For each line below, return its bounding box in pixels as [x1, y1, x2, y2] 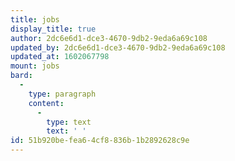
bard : [10, 71, 33, 81]
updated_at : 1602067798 [10, 52, 110, 62]
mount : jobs [10, 61, 60, 71]
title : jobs [10, 14, 60, 25]
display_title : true [10, 24, 97, 34]
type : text [46, 117, 92, 127]
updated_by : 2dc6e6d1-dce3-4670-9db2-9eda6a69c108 [10, 42, 226, 53]
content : [28, 98, 65, 108]
